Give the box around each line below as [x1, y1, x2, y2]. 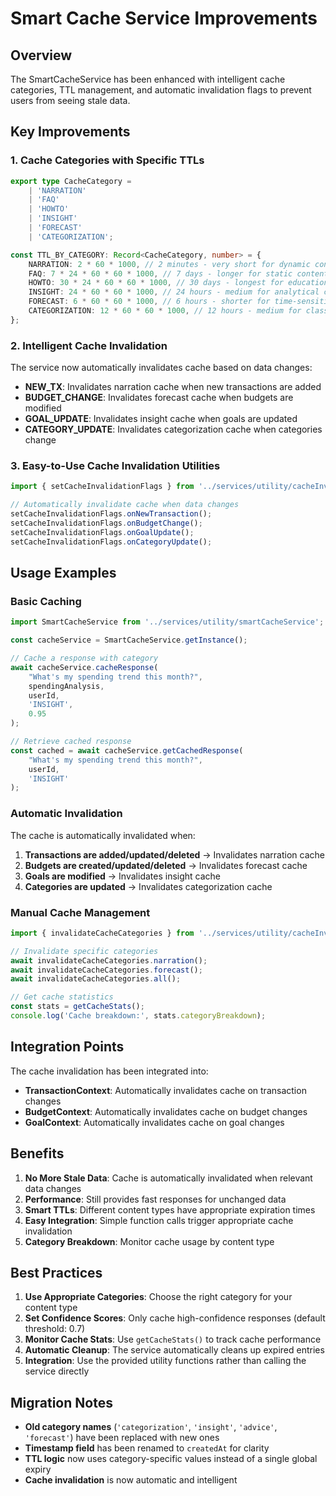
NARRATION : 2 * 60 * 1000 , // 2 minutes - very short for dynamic [28, 259, 311, 269]
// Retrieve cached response [10, 737, 132, 747]
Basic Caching [10, 594, 82, 608]
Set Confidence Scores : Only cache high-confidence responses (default [24, 1312, 326, 1324]
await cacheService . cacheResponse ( [10, 662, 159, 672]
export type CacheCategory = [10, 176, 132, 186]
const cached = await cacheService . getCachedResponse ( [10, 745, 244, 756]
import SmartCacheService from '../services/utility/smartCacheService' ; [10, 617, 325, 627]
